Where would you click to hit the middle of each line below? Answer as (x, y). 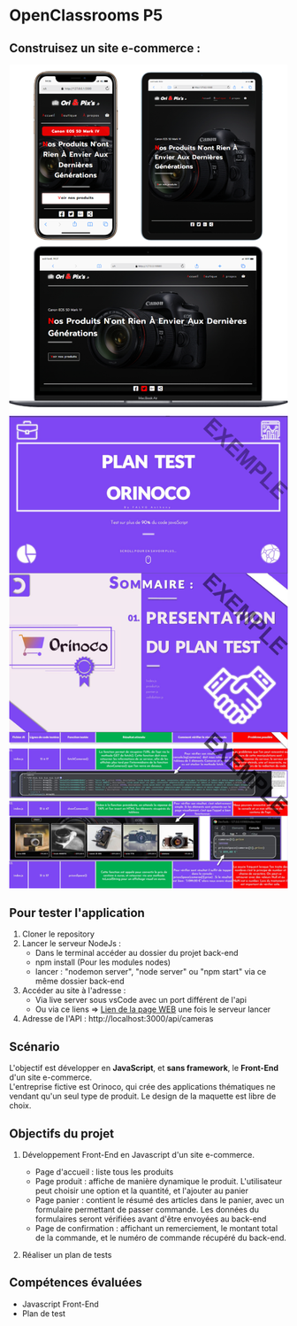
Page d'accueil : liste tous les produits (104, 1172)
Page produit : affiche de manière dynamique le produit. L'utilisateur (159, 1181)
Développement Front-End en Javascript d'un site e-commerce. (138, 1154)
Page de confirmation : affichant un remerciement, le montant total (156, 1228)
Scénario (34, 1047)
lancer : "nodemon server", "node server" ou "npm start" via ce (151, 972)
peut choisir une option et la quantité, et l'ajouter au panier (142, 1191)
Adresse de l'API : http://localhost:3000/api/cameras (118, 1019)
